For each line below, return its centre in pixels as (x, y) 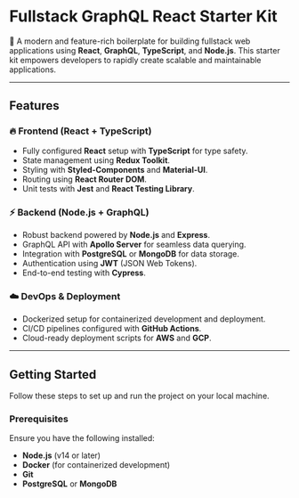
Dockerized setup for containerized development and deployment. (144, 319)
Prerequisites (39, 419)
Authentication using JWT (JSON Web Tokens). (109, 263)
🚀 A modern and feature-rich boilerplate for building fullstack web (130, 41)
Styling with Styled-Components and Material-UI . (115, 169)
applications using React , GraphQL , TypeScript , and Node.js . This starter (145, 50)
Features (34, 106)
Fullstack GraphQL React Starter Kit (143, 16)
